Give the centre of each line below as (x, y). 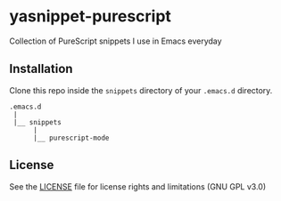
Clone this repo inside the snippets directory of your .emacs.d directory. (141, 90)
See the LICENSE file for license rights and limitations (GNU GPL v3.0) (138, 186)
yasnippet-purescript (91, 16)
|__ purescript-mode (71, 138)
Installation (41, 69)
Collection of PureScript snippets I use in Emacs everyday (116, 41)
